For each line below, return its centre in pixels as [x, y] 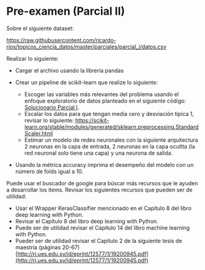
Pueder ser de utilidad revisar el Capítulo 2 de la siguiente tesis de [99, 241]
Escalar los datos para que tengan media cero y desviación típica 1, [109, 114]
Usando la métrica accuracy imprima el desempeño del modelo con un [104, 164]
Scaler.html [39, 133]
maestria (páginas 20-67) [47, 247]
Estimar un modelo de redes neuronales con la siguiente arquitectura [111, 140]
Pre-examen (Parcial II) [66, 11]
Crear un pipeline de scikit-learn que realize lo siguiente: [86, 82]
